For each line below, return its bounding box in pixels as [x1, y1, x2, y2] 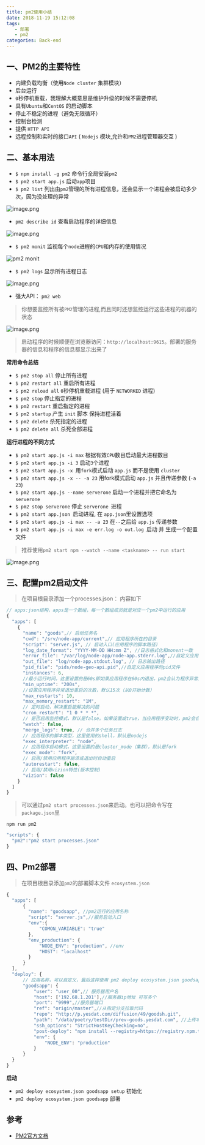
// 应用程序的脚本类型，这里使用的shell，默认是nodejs [22, 733, 148, 739]
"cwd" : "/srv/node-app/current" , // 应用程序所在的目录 [22, 635, 157, 642]
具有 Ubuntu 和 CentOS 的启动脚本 [15, 102, 93, 109]
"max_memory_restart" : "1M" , [22, 698, 97, 705]
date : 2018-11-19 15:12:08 [6, 15, 75, 21]
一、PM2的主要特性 [6, 62, 81, 72]
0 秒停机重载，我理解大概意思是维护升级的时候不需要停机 [15, 94, 157, 102]
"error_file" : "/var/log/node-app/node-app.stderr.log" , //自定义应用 [22, 653, 199, 659]
